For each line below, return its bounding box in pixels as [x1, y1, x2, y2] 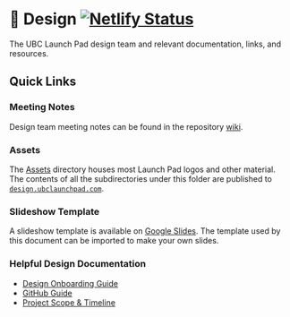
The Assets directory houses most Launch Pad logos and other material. [9, 164, 276, 175]
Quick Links [9, 74, 77, 90]
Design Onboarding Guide [21, 278, 119, 288]
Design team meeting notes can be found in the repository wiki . [9, 121, 243, 132]
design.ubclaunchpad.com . [9, 183, 105, 193]
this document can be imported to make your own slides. [9, 236, 219, 246]
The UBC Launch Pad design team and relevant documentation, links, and [9, 39, 282, 49]
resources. [9, 47, 49, 58]
